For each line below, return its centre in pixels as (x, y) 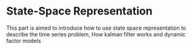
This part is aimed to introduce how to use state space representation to (96, 28)
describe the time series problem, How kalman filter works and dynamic (96, 34)
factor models (24, 41)
